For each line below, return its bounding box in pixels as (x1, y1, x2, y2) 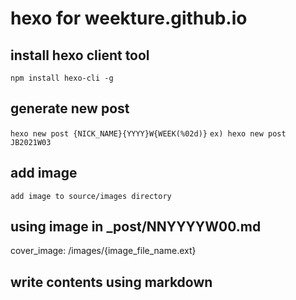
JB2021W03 (10, 137, 52, 147)
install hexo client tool (10, 47, 150, 64)
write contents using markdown (10, 273, 213, 291)
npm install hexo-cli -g (10, 73, 114, 83)
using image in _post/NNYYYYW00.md (10, 218, 262, 236)
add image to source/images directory (10, 191, 172, 201)
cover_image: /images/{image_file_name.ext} (10, 245, 197, 257)
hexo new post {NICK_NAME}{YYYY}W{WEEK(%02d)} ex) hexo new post (10, 128, 287, 139)
